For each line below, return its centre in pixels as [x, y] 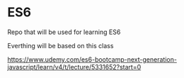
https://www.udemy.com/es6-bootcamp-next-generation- [92, 59]
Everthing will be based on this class [61, 45]
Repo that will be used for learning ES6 [64, 32]
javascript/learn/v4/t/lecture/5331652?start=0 [74, 67]
